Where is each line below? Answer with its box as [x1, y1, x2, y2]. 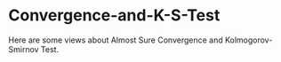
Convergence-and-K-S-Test [8, 5, 221, 26]
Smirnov [8, 43, 39, 54]
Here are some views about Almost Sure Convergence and [8, 35, 223, 45]
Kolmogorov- [224, 35, 273, 45]
